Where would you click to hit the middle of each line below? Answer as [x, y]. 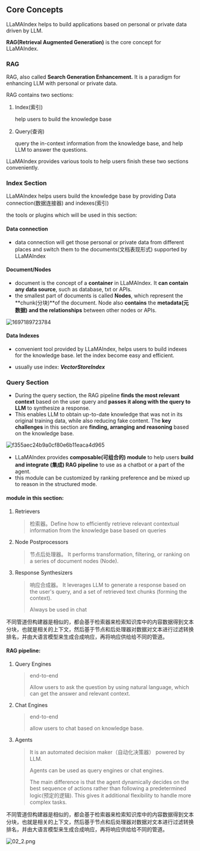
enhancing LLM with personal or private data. [62, 84]
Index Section [26, 183]
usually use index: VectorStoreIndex [60, 367]
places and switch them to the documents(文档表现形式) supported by [101, 249]
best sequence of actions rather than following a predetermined [108, 788]
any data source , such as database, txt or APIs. [73, 289]
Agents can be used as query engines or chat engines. [97, 770]
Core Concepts [35, 10]
